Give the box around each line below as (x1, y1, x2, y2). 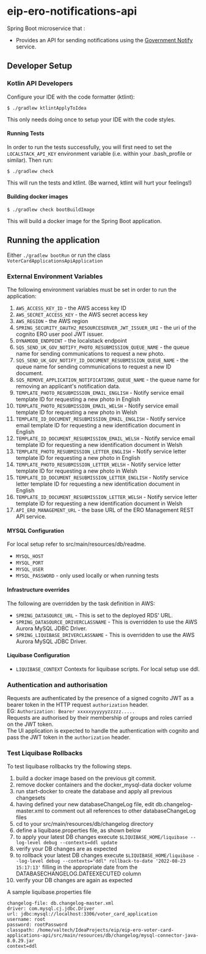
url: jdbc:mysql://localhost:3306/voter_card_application (7, 911, 158, 917)
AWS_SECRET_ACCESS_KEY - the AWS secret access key (15, 311, 149, 318)
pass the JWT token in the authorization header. (7, 734, 131, 741)
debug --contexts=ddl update (43, 840, 118, 846)
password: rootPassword (7, 922, 68, 928)
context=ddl (7, 943, 37, 950)
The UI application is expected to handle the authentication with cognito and (7, 727, 199, 735)
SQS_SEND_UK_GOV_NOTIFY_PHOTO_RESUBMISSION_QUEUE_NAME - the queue (15, 343, 189, 351)
